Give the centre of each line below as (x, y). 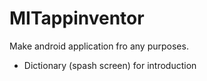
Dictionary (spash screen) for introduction (110, 65)
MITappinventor (77, 18)
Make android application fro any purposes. (99, 46)
